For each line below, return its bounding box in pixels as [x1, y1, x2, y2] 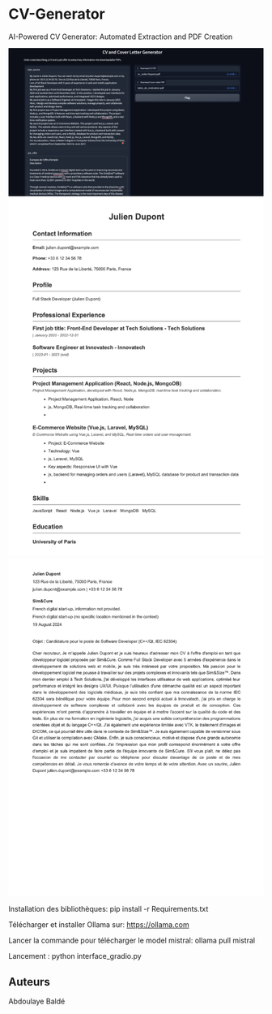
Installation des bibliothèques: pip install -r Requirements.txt [8, 904, 209, 914]
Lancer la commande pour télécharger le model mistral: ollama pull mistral [8, 935, 256, 946]
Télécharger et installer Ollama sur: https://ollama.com [8, 920, 189, 930]
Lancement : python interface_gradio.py [8, 951, 142, 961]
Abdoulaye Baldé [8, 996, 66, 1006]
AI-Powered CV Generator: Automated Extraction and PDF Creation [8, 32, 233, 41]
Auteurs [8, 975, 51, 989]
